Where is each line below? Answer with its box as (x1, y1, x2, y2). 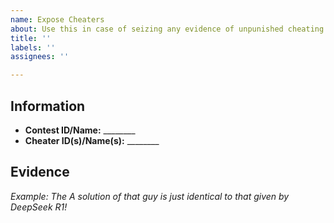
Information (10, 97, 86, 115)
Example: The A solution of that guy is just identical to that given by (10, 190, 290, 202)
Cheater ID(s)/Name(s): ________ (24, 134, 160, 146)
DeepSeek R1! (10, 201, 68, 213)
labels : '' (10, 42, 56, 53)
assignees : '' (10, 52, 70, 62)
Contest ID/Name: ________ (24, 124, 136, 136)
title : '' (10, 33, 52, 43)
